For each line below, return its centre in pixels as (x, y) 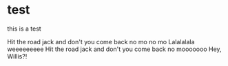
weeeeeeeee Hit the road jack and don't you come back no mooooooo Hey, (114, 49)
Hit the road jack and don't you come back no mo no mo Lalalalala (101, 42)
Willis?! (17, 56)
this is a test (24, 29)
